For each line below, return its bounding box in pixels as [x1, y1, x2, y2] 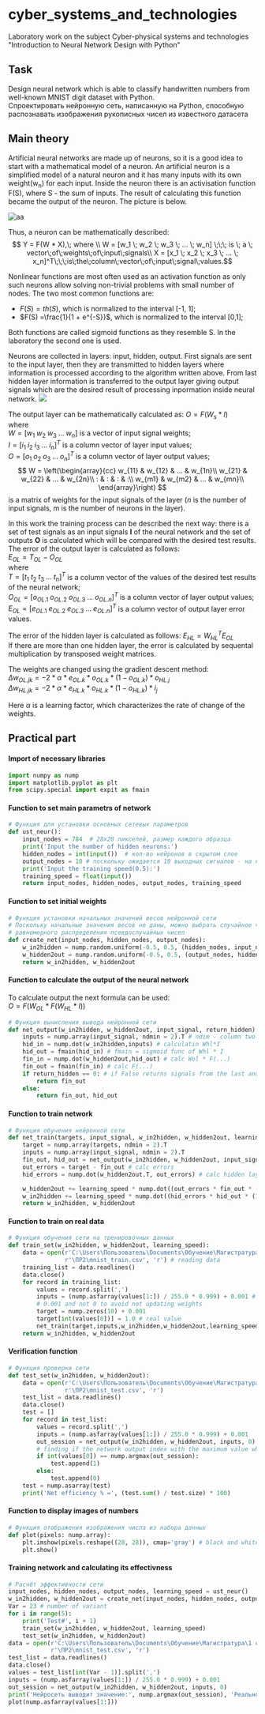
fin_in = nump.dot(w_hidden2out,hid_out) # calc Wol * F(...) [22, 1055, 231, 1064]
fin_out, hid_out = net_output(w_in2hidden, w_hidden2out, [22, 1156, 221, 1164]
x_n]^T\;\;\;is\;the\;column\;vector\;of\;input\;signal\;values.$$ [32, 257, 233, 266]
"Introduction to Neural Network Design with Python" [8, 40, 181, 49]
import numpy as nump [8, 771, 80, 779]
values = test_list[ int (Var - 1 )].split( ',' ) [8, 1669, 160, 1677]
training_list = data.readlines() [22, 1263, 136, 1271]
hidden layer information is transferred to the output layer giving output [8, 377, 239, 386]
